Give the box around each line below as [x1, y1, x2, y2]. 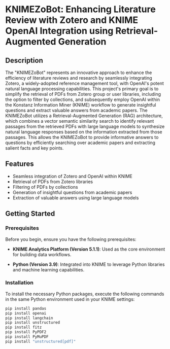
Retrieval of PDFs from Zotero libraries [12, 179, 93, 185]
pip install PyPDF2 [5, 330, 47, 335]
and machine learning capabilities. [12, 266, 85, 272]
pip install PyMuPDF [5, 334, 49, 339]
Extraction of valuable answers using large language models [12, 194, 139, 201]
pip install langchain [5, 316, 53, 321]
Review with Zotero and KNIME [5, 14, 139, 26]
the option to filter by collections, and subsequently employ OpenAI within [5, 96, 160, 102]
